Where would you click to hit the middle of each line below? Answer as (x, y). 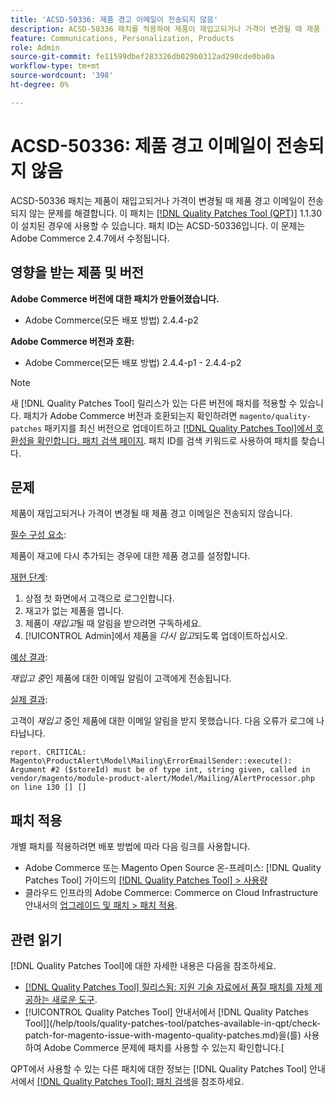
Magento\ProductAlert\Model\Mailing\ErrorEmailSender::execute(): (151, 761)
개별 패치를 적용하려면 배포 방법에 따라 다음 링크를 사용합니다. (130, 847)
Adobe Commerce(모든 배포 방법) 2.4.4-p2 (111, 320)
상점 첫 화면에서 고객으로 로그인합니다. (99, 598)
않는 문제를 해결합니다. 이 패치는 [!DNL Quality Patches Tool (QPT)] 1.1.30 (175, 213)
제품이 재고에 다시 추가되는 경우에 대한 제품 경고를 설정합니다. (130, 556)
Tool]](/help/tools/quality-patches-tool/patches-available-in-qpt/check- (173, 1023)
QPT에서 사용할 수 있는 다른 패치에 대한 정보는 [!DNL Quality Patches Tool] (159, 1068)
